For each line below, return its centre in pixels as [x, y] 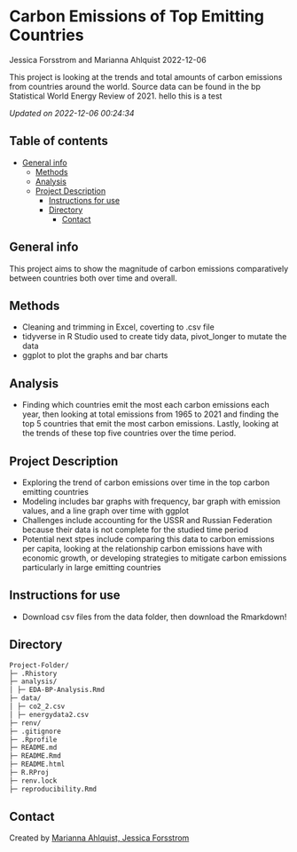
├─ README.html [37, 764]
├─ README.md [33, 748]
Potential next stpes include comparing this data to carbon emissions [148, 539]
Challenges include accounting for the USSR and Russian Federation [147, 520]
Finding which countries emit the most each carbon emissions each [145, 405]
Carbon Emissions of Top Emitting [137, 16]
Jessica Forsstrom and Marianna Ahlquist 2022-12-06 [108, 60]
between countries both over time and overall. [93, 278]
